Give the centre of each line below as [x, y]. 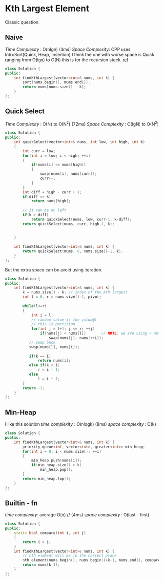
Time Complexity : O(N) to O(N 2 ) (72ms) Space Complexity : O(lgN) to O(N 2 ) [82, 123]
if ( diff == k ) [37, 196]
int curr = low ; [39, 151]
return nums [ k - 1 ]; [41, 565]
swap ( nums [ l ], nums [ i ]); [54, 347]
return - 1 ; [34, 388]
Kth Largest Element [47, 9]
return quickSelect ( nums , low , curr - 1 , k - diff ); [82, 219]
